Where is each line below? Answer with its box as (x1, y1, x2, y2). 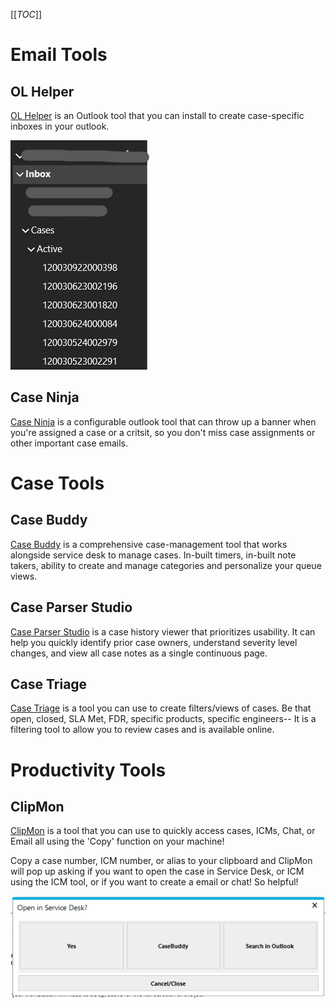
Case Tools (10, 472, 105, 494)
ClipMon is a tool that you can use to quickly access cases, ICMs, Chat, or (10, 825, 316, 837)
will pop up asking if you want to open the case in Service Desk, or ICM (10, 865, 305, 878)
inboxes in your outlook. (10, 120, 110, 132)
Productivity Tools (10, 759, 167, 781)
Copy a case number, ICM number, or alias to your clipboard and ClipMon (10, 855, 313, 867)
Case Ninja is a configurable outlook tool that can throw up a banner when (10, 415, 317, 428)
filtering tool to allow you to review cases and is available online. (10, 724, 275, 736)
